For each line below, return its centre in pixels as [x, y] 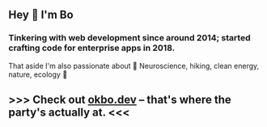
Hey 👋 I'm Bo [41, 15]
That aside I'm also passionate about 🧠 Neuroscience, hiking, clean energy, [134, 66]
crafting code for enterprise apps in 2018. [92, 48]
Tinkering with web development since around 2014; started [129, 38]
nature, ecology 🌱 [38, 74]
